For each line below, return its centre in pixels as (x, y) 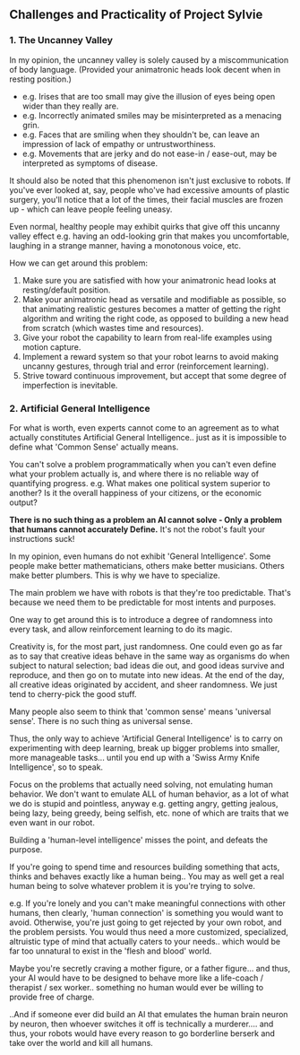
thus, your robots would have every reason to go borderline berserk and (142, 1033)
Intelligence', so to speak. (56, 767)
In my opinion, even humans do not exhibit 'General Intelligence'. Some (140, 556)
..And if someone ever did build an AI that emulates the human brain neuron (149, 1014)
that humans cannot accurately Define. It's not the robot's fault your (137, 529)
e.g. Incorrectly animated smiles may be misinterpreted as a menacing (152, 115)
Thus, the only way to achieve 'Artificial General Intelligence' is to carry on (146, 738)
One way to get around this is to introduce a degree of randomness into (141, 619)
